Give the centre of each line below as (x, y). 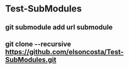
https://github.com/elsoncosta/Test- (64, 52)
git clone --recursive (38, 44)
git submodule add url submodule (59, 27)
